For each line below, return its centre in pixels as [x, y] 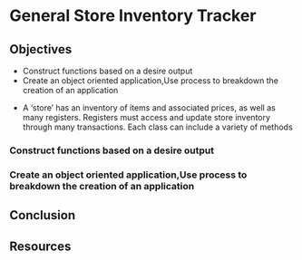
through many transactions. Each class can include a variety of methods [157, 127]
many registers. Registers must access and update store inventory [146, 117]
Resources [40, 246]
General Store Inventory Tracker [133, 16]
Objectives [41, 49]
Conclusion [43, 215]
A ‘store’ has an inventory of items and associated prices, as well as [149, 108]
